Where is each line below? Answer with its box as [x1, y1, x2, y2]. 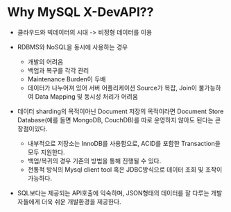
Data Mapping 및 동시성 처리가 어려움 [35, 92, 139, 101]
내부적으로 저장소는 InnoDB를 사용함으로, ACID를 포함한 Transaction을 [27, 139, 221, 147]
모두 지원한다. [27, 147, 65, 156]
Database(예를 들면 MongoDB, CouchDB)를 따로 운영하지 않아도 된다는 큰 [17, 115, 221, 124]
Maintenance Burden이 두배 [27, 74, 106, 83]
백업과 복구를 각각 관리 [27, 66, 89, 74]
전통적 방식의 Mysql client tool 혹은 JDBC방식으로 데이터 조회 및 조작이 [27, 165, 223, 174]
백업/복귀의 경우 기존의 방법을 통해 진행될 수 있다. [27, 156, 162, 165]
